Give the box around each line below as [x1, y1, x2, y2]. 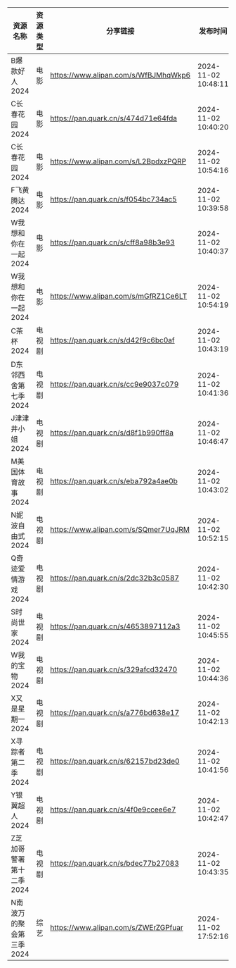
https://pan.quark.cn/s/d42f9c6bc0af [50, 335, 175, 345]
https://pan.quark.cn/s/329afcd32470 [50, 665, 178, 674]
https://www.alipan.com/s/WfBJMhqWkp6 [50, 70, 191, 80]
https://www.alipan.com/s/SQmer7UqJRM [50, 525, 190, 534]
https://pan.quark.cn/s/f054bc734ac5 [50, 194, 177, 204]
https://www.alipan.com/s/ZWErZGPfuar [50, 923, 184, 932]
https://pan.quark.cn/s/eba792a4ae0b [50, 476, 178, 485]
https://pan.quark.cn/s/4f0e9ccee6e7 [50, 805, 176, 814]
